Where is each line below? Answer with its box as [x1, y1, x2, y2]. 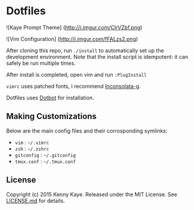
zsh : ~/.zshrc [14, 145, 50, 152]
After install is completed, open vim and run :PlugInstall [6, 71, 147, 78]
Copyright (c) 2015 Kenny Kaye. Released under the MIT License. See [6, 190, 178, 198]
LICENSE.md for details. [6, 197, 65, 204]
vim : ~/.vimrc [14, 139, 50, 146]
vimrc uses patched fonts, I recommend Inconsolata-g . [6, 82, 141, 90]
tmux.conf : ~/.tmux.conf [14, 158, 76, 165]
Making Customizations [6, 111, 97, 121]
